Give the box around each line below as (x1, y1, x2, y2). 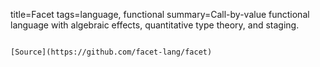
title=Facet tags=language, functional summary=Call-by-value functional (10, 9, 310, 20)
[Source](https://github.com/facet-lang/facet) (10, 47, 213, 57)
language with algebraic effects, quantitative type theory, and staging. (10, 19, 300, 31)
